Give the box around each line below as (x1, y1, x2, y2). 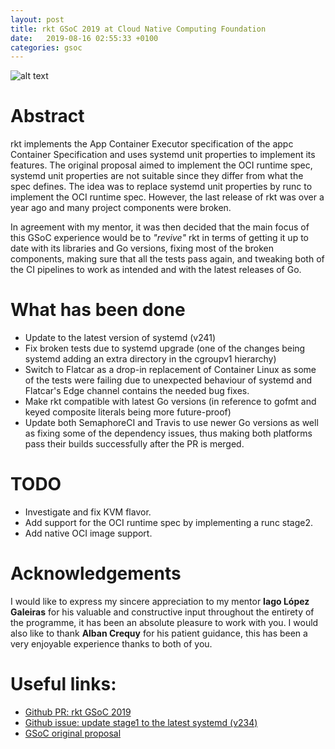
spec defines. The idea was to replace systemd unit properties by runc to (10, 181, 313, 193)
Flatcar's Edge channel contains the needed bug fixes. (24, 385, 250, 397)
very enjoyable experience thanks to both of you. (10, 638, 213, 650)
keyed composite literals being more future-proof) (24, 406, 232, 418)
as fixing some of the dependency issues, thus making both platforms (24, 427, 313, 440)
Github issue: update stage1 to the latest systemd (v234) (24, 716, 258, 728)
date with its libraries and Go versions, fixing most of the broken (10, 242, 275, 255)
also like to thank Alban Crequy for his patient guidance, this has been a (10, 627, 308, 639)
